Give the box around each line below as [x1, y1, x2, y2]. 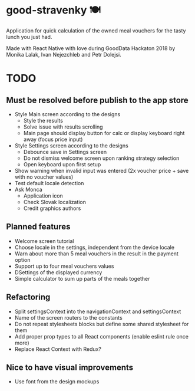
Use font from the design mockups [14, 378, 100, 385]
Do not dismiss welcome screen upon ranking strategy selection [23, 155, 180, 162]
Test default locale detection [14, 179, 84, 186]
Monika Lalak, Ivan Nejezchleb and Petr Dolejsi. [6, 51, 122, 58]
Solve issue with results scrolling [23, 123, 103, 130]
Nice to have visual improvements [6, 362, 134, 372]
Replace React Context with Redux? [14, 345, 102, 353]
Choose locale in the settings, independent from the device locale [14, 244, 175, 251]
